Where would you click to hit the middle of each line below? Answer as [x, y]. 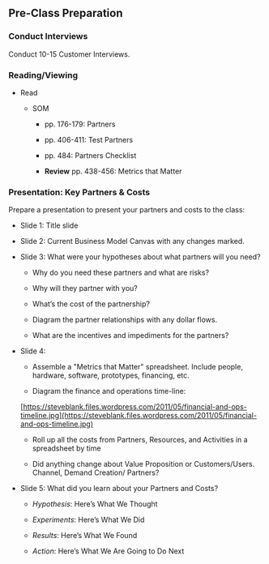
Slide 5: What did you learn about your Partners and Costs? [119, 489]
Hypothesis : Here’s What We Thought [95, 504]
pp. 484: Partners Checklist [90, 155]
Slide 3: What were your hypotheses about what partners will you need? [140, 257]
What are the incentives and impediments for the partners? [130, 335]
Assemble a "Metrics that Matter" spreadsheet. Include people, [137, 367]
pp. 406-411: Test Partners [89, 139]
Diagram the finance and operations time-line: [109, 391]
